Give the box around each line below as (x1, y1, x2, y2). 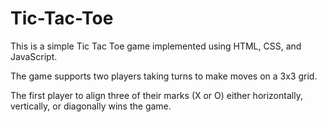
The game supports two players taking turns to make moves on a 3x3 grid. (10, 70, 318, 82)
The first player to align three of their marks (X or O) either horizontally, (10, 89, 303, 101)
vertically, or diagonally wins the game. (10, 100, 172, 112)
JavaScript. (10, 50, 58, 62)
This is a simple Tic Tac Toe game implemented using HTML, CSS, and (10, 40, 302, 52)
